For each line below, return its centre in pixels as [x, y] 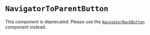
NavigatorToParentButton [57, 9]
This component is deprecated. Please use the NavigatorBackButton [75, 21]
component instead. [26, 27]
